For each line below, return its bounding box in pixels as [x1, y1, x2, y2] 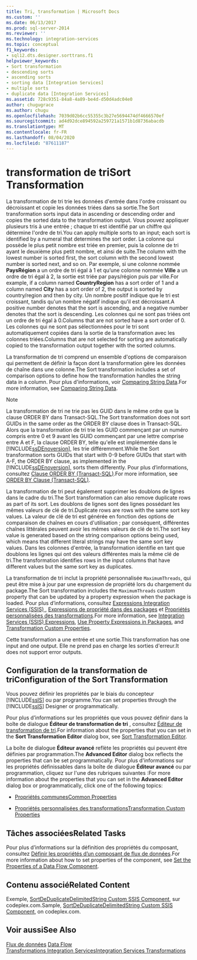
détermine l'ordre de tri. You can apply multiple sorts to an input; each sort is [6, 229, 191, 236]
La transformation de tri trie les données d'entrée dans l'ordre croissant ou [6, 198, 187, 205]
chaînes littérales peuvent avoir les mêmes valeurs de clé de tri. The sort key [6, 525, 191, 532]
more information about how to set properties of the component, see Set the [6, 856, 191, 864]
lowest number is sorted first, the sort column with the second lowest [6, 254, 174, 261]
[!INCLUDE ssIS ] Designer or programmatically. [6, 703, 119, 710]
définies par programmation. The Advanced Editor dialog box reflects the [6, 751, 183, 758]
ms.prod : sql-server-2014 [6, 25, 69, 31]
